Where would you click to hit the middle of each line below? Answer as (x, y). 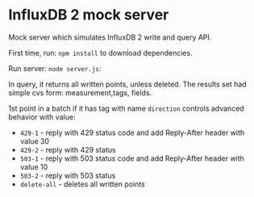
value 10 (34, 166)
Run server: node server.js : (55, 68)
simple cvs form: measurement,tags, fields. (80, 92)
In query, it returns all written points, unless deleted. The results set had (128, 84)
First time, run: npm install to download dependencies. (100, 52)
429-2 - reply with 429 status (68, 149)
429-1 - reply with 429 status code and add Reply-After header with (132, 132)
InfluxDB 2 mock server (89, 15)
